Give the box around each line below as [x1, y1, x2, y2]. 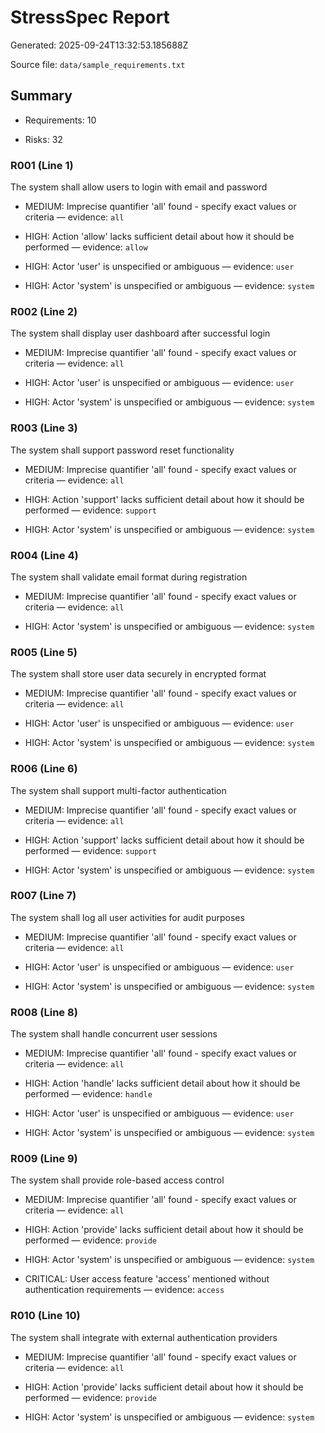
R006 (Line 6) [10, 762, 78, 776]
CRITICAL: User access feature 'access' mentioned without [24, 1273, 270, 1285]
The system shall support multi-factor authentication [10, 784, 227, 796]
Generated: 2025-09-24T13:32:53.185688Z [10, 39, 189, 51]
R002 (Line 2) [10, 304, 78, 318]
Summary [10, 87, 73, 105]
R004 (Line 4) [10, 548, 79, 562]
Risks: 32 [24, 133, 63, 145]
